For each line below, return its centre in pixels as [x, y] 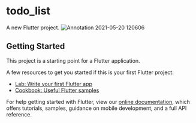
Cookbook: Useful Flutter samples [57, 90]
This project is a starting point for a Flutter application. [73, 60]
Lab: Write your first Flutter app [54, 84]
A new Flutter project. [33, 27]
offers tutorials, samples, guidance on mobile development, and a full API [97, 108]
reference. [19, 114]
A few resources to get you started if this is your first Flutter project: [90, 72]
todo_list [28, 11]
